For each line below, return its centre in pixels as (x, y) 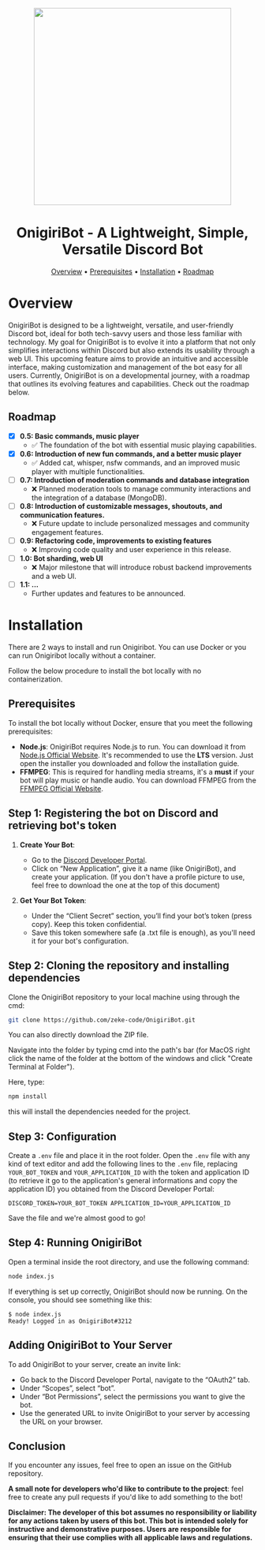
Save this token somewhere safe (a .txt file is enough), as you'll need (143, 932)
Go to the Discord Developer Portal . (89, 860)
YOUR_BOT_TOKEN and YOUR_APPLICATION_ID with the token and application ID (129, 1172)
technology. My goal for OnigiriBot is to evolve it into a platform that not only (132, 342)
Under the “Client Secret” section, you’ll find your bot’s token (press (142, 916)
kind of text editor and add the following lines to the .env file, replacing (123, 1164)
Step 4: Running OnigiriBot (75, 1243)
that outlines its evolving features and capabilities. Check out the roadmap (129, 383)
